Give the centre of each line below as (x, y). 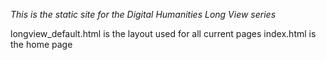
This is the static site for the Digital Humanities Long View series (143, 14)
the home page (41, 44)
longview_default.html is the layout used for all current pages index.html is (163, 33)
